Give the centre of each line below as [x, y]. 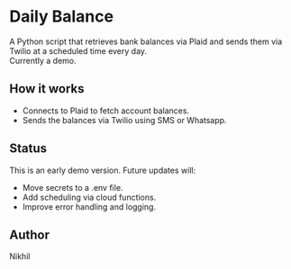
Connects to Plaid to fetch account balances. [106, 111]
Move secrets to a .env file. [73, 187]
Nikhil [20, 256]
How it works [47, 89]
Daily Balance [62, 17]
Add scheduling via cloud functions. [89, 197]
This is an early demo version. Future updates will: [103, 170]
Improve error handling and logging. [89, 206]
